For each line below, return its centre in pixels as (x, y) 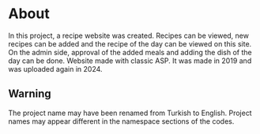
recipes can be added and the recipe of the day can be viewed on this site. (130, 43)
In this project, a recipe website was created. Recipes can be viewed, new (128, 35)
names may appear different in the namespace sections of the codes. (121, 121)
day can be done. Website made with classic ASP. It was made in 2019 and (130, 61)
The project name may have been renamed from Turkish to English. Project (130, 113)
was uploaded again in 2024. (55, 69)
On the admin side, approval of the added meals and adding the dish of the (130, 52)
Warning (30, 94)
